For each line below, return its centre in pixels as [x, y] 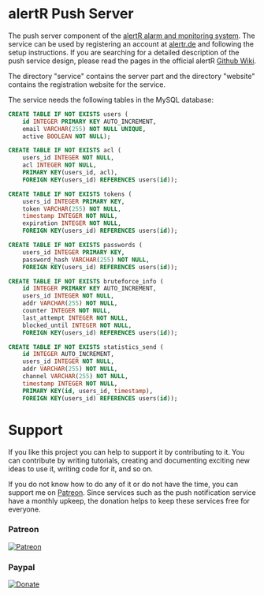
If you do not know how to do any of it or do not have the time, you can [123, 484]
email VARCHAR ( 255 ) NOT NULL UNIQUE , [84, 129]
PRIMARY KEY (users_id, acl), [70, 173]
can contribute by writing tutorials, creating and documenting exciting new [129, 460]
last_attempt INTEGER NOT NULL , [75, 318]
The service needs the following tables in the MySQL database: [111, 99]
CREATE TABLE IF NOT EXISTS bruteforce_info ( [86, 281]
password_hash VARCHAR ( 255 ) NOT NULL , [86, 260]
